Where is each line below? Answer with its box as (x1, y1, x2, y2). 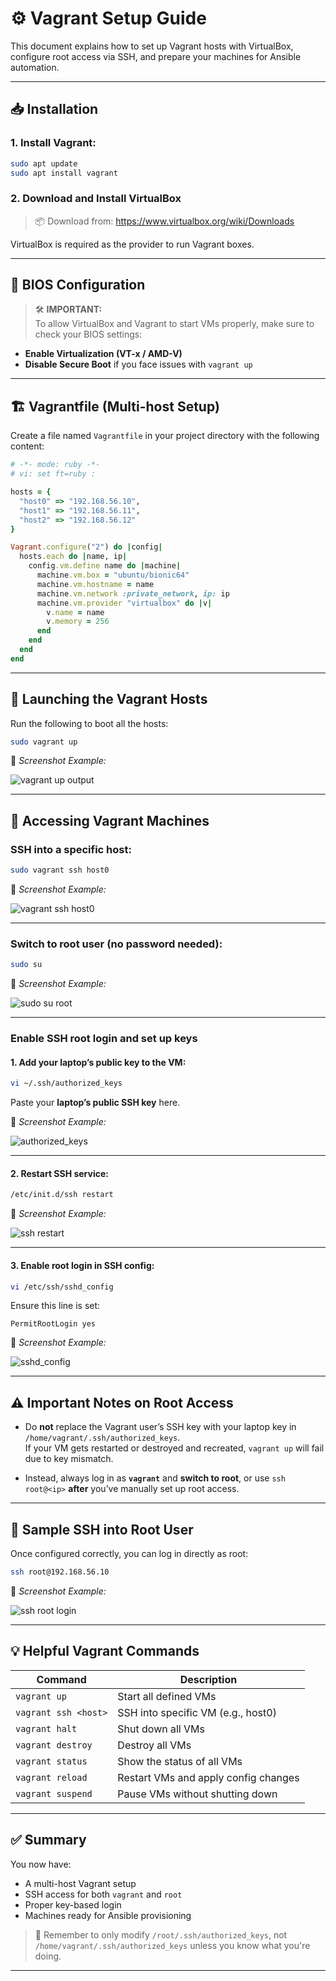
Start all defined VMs (117, 1689, 217, 1703)
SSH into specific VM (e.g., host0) (117, 1705, 277, 1719)
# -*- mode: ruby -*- (10, 460, 101, 470)
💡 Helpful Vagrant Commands (10, 1643, 200, 1660)
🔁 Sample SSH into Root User (10, 1521, 194, 1538)
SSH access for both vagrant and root (24, 1888, 183, 1900)
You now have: (10, 1858, 72, 1870)
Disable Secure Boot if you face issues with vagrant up (24, 358, 253, 371)
